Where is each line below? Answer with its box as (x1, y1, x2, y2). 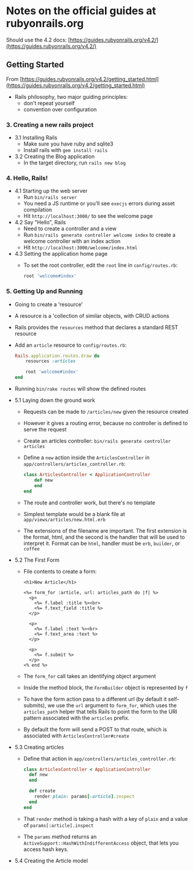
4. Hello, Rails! (6, 173, 48, 182)
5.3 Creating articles (14, 743, 64, 750)
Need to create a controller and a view (23, 225, 117, 232)
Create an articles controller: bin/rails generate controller (23, 437, 171, 444)
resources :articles (25, 358, 76, 365)
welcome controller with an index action (23, 238, 121, 245)
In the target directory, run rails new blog (23, 159, 126, 166)
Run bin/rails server (23, 194, 77, 201)
